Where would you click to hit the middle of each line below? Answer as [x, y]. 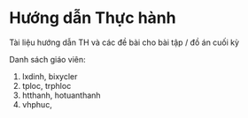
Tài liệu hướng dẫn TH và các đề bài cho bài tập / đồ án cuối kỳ [124, 42]
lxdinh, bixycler [50, 76]
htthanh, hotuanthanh [61, 95]
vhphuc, [37, 104]
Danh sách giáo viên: [47, 59]
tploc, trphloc [46, 85]
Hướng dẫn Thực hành [93, 18]
